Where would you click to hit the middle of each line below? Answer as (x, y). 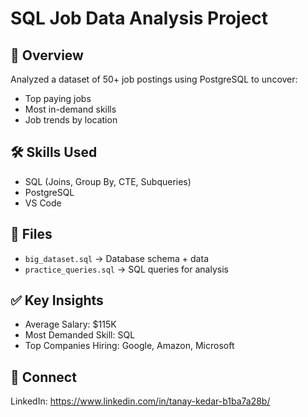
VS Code (43, 203)
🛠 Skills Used (54, 152)
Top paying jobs (58, 98)
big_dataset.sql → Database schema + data (116, 258)
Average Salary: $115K (70, 324)
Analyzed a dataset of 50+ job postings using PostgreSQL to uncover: (154, 79)
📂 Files (31, 234)
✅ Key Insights (57, 300)
